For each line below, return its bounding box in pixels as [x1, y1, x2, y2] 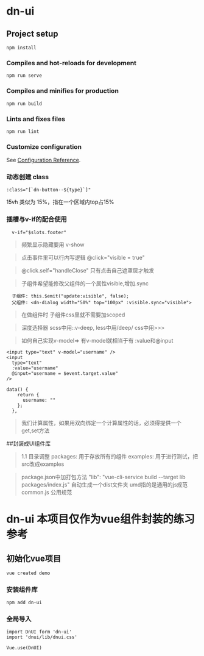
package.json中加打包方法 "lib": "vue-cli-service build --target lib [21, 473, 186, 480]
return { [17, 391, 40, 398]
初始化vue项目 [6, 554, 62, 564]
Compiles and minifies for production [6, 87, 119, 95]
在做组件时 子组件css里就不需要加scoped [21, 311, 125, 318]
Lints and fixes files [6, 115, 66, 123]
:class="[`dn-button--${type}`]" [6, 187, 91, 193]
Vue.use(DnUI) [6, 645, 43, 651]
